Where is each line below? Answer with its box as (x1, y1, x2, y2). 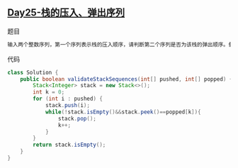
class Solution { (7, 69, 59, 76)
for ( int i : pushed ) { (33, 95, 103, 103)
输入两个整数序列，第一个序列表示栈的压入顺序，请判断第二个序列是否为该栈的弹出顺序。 (7, 41, 229, 48)
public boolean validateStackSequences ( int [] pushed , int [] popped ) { (20, 75, 233, 83)
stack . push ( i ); (45, 102, 91, 109)
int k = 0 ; (33, 89, 65, 96)
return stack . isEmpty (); (33, 141, 106, 149)
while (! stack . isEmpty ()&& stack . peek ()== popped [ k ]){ (45, 108, 201, 116)
